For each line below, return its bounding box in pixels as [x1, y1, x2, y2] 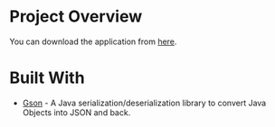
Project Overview [9, 6, 143, 27]
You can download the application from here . [9, 36, 177, 47]
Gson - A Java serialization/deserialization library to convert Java [22, 97, 267, 108]
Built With [9, 68, 85, 88]
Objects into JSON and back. [22, 106, 131, 118]
